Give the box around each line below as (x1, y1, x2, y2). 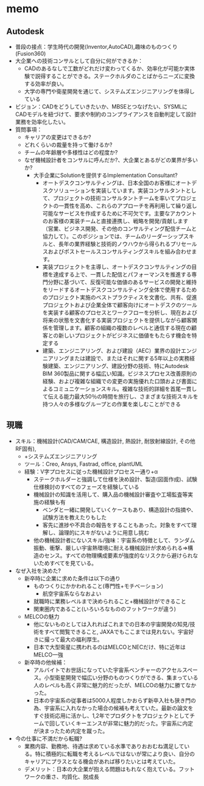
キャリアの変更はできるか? (24, 134, 91, 140)
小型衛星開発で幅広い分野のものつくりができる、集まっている (44, 674, 199, 681)
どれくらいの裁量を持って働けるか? (24, 141, 113, 148)
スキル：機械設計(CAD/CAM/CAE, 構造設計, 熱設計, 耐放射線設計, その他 (15, 437, 196, 444)
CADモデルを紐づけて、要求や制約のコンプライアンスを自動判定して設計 (15, 110, 197, 118)
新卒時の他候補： (24, 658, 68, 666)
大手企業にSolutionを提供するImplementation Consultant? (33, 171, 178, 179)
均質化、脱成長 (62, 773, 99, 780)
